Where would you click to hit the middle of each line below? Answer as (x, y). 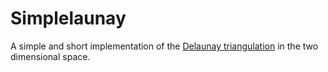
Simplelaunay (68, 18)
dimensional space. (50, 56)
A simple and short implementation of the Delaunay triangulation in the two (164, 46)
